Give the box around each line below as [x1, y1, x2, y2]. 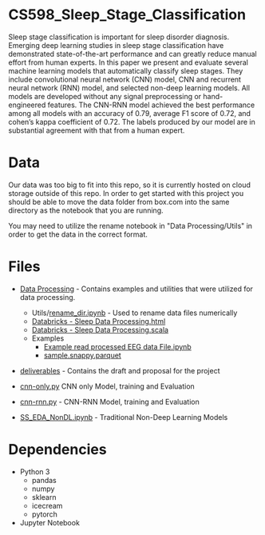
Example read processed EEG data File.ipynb [43, 341, 192, 351]
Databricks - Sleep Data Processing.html [31, 316, 166, 325]
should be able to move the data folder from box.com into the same [8, 197, 230, 206]
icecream [31, 501, 63, 510]
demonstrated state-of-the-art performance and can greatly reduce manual [8, 49, 257, 58]
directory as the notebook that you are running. [8, 206, 164, 215]
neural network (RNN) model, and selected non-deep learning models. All [8, 82, 250, 93]
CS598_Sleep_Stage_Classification [8, 6, 246, 24]
